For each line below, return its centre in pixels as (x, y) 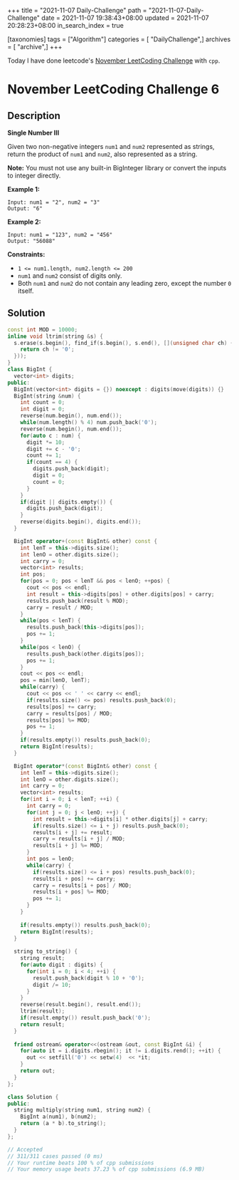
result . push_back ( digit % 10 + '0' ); (89, 978)
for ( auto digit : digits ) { (62, 965)
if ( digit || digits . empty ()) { (67, 502)
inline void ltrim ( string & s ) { (55, 336)
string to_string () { (46, 952)
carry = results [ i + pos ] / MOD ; (83, 885)
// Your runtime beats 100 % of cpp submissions (81, 1163)
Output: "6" (25, 209)
